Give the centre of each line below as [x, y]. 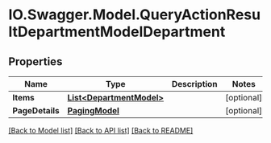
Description [194, 84]
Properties [35, 61]
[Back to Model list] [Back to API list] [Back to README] [101, 131]
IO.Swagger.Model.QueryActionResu [134, 15]
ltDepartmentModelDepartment [117, 32]
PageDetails [36, 110]
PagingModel [93, 110]
